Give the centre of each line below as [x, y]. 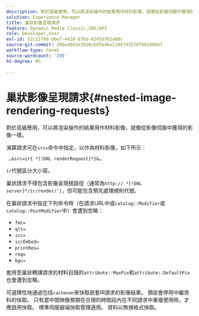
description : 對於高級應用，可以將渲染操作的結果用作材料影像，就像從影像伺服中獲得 [98, 12]
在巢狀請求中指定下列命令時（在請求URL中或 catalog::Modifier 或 [86, 203]
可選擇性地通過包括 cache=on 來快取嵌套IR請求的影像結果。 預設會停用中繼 [95, 293]
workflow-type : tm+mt [33, 50]
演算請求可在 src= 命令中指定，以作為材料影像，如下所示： [76, 148]
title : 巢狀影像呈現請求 [33, 23]
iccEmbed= [27, 242]
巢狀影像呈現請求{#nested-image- [91, 98]
